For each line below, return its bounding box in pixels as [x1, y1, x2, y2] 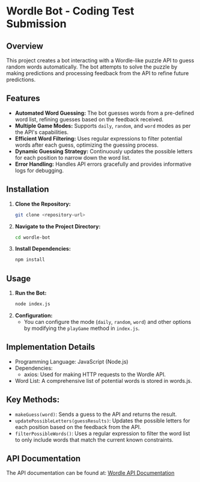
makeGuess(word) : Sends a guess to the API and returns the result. [14, 410, 177, 418]
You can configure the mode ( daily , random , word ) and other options [23, 318, 192, 325]
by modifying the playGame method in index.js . [23, 325, 140, 332]
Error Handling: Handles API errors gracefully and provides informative [14, 160, 192, 168]
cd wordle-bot [14, 234, 50, 240]
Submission [6, 17, 67, 31]
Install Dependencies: [14, 245, 71, 252]
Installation [6, 185, 49, 195]
